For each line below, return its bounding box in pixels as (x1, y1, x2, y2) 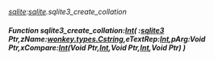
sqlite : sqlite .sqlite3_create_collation (8, 7, 127, 16)
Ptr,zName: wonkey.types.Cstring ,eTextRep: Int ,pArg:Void (8, 34, 206, 44)
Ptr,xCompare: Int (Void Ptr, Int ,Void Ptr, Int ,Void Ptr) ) (8, 42, 187, 52)
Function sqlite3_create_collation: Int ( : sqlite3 (8, 25, 165, 35)
